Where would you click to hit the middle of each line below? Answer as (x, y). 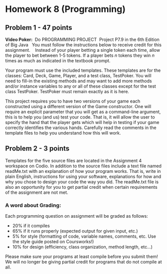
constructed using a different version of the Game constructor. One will (78, 106)
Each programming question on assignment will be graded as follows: (77, 216)
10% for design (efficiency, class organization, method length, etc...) (83, 247)
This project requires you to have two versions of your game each (73, 101)
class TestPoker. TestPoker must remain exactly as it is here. (67, 91)
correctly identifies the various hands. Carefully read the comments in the (81, 128)
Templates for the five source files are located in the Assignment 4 (74, 160)
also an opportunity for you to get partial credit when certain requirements (82, 187)
